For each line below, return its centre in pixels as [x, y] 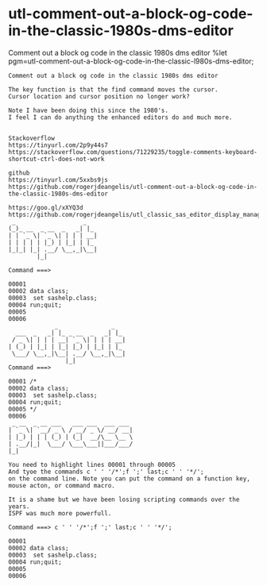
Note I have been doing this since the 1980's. [89, 110]
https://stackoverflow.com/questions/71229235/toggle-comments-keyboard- [133, 152]
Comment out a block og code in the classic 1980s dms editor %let [118, 52]
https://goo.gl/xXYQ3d [46, 207]
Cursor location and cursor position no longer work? [99, 96]
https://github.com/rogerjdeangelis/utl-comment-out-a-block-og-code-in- [133, 187]
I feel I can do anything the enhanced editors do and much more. [120, 117]
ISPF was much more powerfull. [60, 513]
